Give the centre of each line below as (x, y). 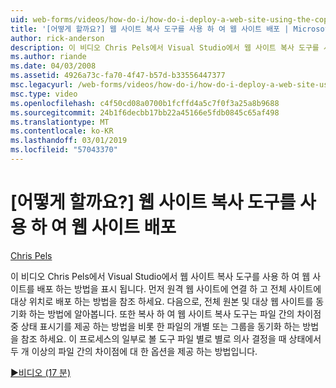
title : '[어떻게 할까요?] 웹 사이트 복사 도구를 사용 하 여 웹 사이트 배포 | (150, 29)
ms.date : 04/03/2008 (53, 66)
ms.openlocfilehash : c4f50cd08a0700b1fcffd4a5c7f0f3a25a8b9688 (145, 103)
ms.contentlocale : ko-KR (62, 131)
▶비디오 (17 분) (41, 372)
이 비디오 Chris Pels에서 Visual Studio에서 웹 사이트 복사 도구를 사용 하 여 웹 (160, 276)
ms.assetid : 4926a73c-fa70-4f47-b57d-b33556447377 (118, 76)
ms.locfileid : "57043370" (64, 150)
